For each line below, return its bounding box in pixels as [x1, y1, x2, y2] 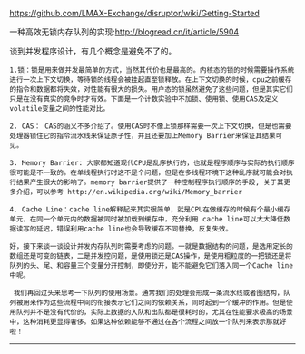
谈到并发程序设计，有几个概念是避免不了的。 [9, 45, 177, 56]
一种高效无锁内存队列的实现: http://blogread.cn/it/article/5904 [9, 26, 240, 37]
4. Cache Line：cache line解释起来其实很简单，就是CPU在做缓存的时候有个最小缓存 [9, 205, 291, 214]
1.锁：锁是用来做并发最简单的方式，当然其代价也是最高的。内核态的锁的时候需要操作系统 [9, 65, 295, 74]
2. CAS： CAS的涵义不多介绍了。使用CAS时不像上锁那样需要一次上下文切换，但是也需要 [9, 122, 292, 131]
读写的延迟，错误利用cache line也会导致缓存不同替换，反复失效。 [15, 224, 233, 233]
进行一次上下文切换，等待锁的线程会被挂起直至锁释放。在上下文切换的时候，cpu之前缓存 [9, 75, 292, 84]
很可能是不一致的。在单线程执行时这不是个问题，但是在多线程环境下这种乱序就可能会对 [9, 168, 287, 177]
